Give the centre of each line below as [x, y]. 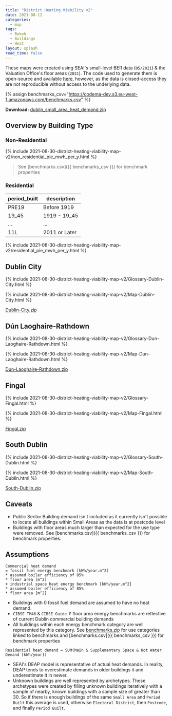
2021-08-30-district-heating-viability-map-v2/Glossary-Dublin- [97, 279]
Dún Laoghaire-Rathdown [47, 326]
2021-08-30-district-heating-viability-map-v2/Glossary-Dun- [94, 338]
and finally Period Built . [39, 708]
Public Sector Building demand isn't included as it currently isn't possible [90, 516]
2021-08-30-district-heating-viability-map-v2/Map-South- [92, 473]
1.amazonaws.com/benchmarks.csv [43, 99]
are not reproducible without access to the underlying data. [68, 84]
